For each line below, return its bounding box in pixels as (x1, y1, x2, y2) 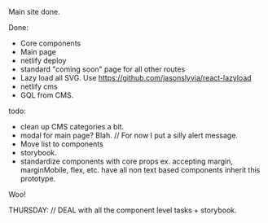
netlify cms (20, 81, 59, 91)
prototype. (20, 174, 56, 183)
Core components (20, 38, 81, 48)
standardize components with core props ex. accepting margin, (20, 156, 234, 166)
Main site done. (8, 7, 60, 16)
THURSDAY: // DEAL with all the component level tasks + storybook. (8, 205, 237, 215)
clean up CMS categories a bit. (20, 122, 125, 131)
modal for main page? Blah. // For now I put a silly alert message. (20, 130, 239, 140)
